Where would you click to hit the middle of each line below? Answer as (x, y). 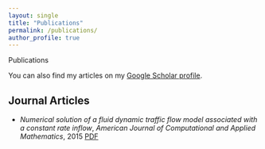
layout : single (33, 15)
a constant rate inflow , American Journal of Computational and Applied (138, 128)
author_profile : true (44, 38)
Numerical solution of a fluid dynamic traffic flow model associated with (138, 120)
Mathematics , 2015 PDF (59, 136)
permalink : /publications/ (53, 30)
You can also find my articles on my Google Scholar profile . (105, 75)
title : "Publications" (46, 23)
